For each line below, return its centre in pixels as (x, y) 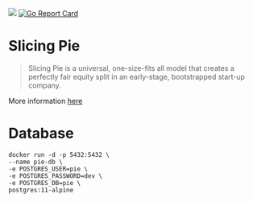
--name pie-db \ (35, 162)
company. (45, 85)
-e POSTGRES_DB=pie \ (45, 183)
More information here (46, 101)
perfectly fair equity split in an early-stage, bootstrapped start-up (137, 76)
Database (41, 134)
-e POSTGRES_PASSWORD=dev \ (56, 176)
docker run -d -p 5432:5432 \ (59, 155)
